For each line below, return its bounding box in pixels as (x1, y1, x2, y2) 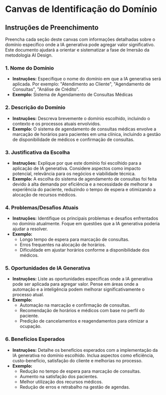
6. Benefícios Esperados (5, 336, 65, 343)
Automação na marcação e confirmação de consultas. (19, 302, 131, 308)
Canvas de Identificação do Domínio (5, 3, 158, 15)
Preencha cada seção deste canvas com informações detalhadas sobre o (5, 36, 155, 42)
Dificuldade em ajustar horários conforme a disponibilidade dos (19, 247, 150, 253)
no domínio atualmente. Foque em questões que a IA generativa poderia (12, 221, 160, 227)
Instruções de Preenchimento (5, 23, 99, 32)
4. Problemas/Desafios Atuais (5, 204, 79, 211)
